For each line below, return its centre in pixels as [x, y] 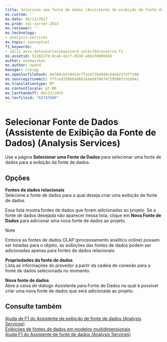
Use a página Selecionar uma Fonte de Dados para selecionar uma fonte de [83, 157]
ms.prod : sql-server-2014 [32, 24]
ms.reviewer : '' [22, 28]
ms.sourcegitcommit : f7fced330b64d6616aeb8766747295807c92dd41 [72, 79]
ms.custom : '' [20, 14]
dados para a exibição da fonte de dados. [48, 163]
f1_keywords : [19, 47]
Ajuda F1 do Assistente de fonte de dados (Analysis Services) [68, 334]
